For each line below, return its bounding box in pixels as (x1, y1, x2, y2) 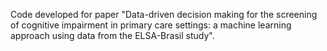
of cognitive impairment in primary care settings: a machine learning (10, 19, 292, 31)
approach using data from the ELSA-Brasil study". (10, 30, 215, 41)
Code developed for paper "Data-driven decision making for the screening (10, 9, 318, 20)
